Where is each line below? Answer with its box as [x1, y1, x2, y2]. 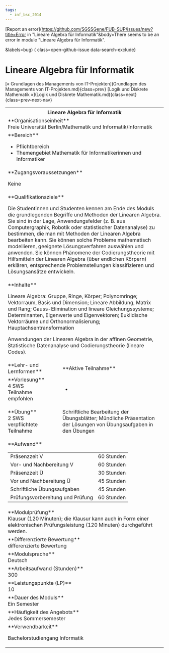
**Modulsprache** [8, 550, 55, 557]
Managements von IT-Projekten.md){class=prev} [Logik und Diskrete [5, 86, 148, 92]
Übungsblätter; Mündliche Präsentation [62, 415, 155, 422]
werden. [8, 528, 27, 535]
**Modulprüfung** [8, 509, 55, 516]
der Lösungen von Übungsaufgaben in [62, 421, 153, 428]
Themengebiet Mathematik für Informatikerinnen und [16, 150, 142, 157]
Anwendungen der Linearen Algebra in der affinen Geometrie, [8, 336, 153, 343]
